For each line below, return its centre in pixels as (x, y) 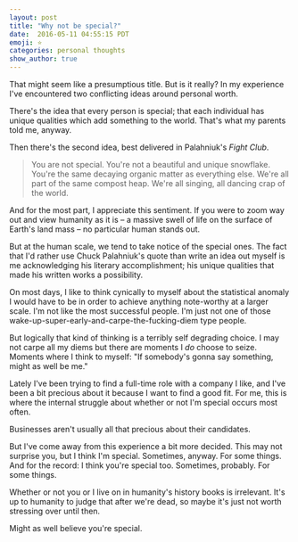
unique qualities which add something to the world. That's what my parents (148, 120)
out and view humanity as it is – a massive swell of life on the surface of (141, 220)
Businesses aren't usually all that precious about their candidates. (130, 429)
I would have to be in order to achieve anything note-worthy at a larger (139, 301)
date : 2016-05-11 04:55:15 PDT (69, 34)
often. (20, 412)
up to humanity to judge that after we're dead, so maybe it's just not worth (146, 501)
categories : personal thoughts (67, 51)
